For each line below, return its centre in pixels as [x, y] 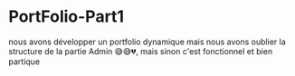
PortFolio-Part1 [66, 17]
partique [24, 62]
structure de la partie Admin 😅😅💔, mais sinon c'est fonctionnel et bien [141, 51]
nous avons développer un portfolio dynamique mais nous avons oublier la [147, 42]
